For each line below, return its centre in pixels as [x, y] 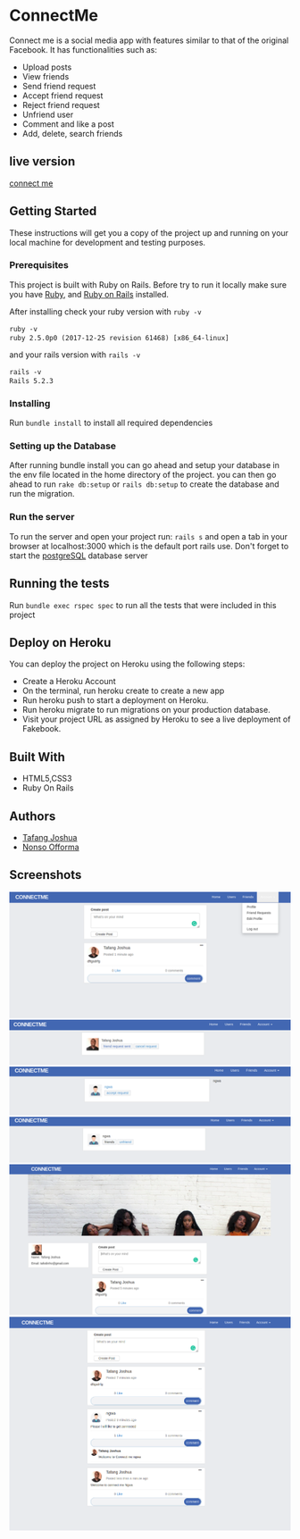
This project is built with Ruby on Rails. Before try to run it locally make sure [148, 284]
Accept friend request [62, 96]
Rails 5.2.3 [31, 381]
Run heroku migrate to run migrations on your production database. [146, 710]
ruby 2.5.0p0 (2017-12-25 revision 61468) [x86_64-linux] [119, 338]
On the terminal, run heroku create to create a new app [123, 691]
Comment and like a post [68, 124]
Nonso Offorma [50, 847]
